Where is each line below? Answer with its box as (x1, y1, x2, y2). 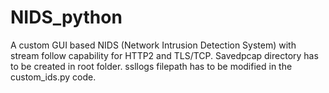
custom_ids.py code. (10, 71, 97, 83)
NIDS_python (10, 6, 123, 29)
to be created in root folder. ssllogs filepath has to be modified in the (10, 60, 293, 72)
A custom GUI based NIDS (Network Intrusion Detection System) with (10, 39, 297, 51)
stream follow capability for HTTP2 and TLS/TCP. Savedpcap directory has (10, 49, 319, 61)
